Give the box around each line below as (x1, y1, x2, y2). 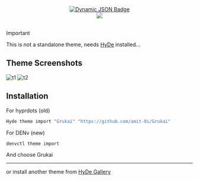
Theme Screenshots (6, 58, 83, 68)
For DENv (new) (6, 129, 46, 136)
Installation (6, 91, 49, 101)
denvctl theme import (6, 141, 60, 147)
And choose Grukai (6, 151, 53, 158)
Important (6, 30, 30, 36)
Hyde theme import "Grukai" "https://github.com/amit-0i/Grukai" (6, 118, 171, 124)
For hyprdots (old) (6, 107, 50, 114)
